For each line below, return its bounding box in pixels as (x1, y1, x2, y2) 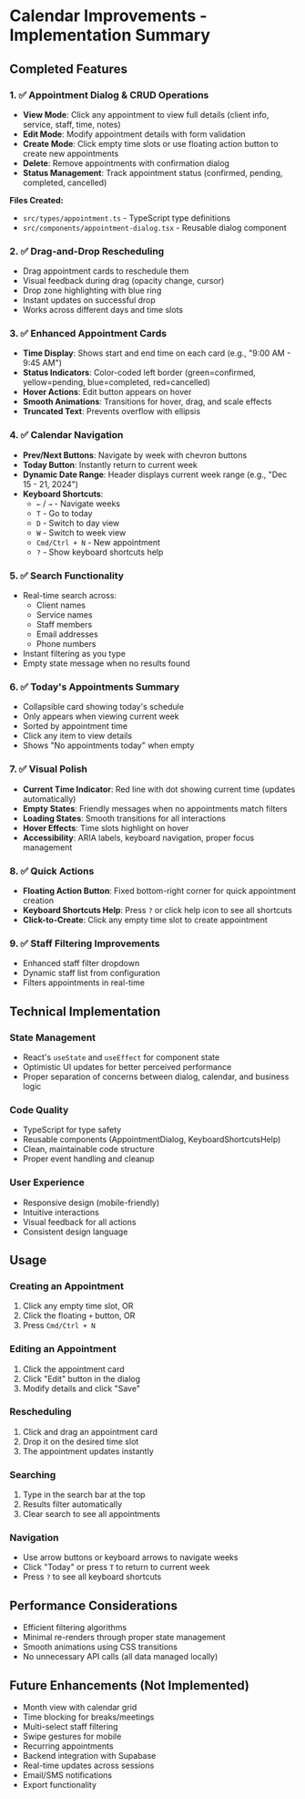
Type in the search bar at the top (22, 1489, 146, 1501)
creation (22, 895, 55, 906)
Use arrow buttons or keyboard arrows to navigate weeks (22, 1552, 239, 1563)
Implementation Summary (9, 25, 211, 46)
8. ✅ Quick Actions (9, 864, 95, 877)
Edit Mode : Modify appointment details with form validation (22, 129, 246, 140)
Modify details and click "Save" (22, 1383, 141, 1394)
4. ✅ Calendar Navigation (9, 429, 124, 442)
